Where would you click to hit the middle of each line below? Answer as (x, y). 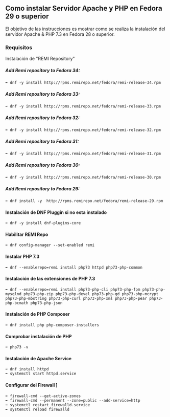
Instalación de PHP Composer (38, 314)
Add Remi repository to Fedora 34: (43, 70)
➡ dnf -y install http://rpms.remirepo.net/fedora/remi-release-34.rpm (83, 83)
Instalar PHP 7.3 (22, 256)
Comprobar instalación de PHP (39, 336)
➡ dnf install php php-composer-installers (52, 325)
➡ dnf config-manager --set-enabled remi (50, 245)
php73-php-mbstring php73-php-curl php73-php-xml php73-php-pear (76, 298)
